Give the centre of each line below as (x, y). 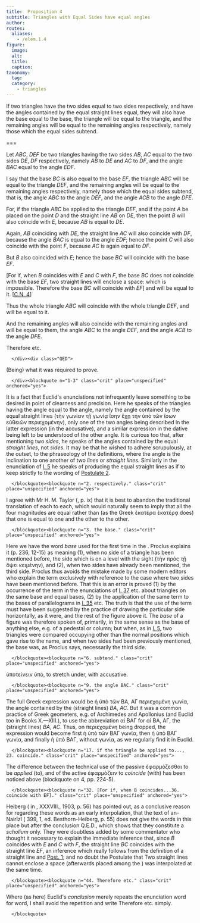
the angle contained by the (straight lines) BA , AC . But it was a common (94, 708)
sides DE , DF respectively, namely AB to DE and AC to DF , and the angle (95, 161)
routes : (16, 28)
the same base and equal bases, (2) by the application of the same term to (98, 596)
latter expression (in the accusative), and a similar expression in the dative (97, 428)
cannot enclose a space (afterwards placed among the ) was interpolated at (99, 863)
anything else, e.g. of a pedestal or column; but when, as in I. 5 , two (89, 628)
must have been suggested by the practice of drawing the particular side (96, 609)
